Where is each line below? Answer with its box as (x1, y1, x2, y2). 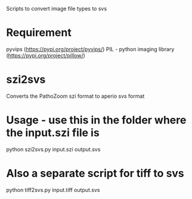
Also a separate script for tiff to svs (6, 167, 185, 180)
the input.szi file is (6, 126, 100, 139)
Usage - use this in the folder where (6, 113, 187, 127)
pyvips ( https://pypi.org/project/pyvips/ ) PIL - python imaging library (6, 45, 175, 52)
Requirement (6, 26, 72, 39)
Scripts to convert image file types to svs (6, 5, 107, 12)
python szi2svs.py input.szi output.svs (6, 145, 101, 153)
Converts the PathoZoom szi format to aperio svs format (6, 92, 145, 99)
